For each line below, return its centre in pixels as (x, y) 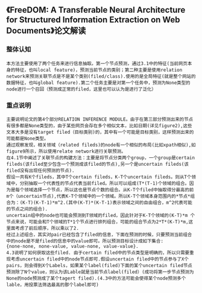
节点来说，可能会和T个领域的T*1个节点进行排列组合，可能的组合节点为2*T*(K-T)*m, (97, 222)
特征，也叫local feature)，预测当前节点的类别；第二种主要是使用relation (99, 70)
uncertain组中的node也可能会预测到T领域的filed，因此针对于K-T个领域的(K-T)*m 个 (101, 215)
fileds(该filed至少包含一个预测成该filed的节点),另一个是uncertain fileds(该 (97, 164)
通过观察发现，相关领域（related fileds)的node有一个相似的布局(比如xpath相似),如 (101, 145)
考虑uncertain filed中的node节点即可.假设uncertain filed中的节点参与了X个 (99, 259)
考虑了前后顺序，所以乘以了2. (47, 228)
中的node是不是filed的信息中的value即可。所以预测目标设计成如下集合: (85, 241)
